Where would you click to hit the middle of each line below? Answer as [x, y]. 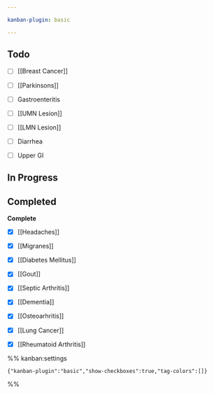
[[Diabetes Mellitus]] [47, 260]
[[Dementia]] [36, 302]
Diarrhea [30, 141]
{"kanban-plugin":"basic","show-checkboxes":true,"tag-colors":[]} [108, 371]
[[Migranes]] [35, 246]
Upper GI [30, 155]
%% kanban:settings [37, 358]
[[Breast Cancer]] [43, 71]
